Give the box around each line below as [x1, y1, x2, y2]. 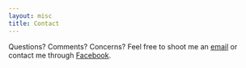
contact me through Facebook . [8, 50, 112, 60]
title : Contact [8, 19, 60, 28]
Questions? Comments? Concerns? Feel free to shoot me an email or [8, 41, 238, 51]
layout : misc [8, 11, 53, 20]
